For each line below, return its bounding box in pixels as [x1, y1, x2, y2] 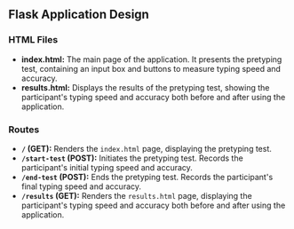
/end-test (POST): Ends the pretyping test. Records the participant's [20, 171, 274, 182]
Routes [8, 123, 40, 136]
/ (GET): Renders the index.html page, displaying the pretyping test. [20, 143, 273, 154]
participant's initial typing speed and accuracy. [20, 162, 193, 172]
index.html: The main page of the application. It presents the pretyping [20, 53, 282, 65]
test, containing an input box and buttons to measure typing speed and [20, 63, 282, 74]
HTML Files [8, 34, 59, 46]
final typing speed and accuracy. [20, 181, 142, 192]
